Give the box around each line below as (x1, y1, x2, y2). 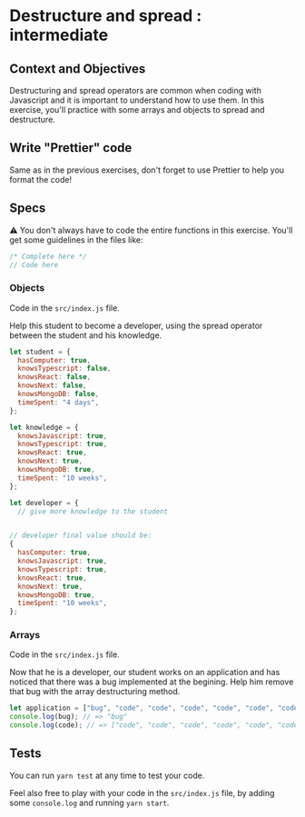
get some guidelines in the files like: (9, 234, 143, 245)
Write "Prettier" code (9, 140, 133, 155)
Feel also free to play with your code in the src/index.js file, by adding (9, 787, 275, 798)
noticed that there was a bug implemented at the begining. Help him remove (9, 676, 294, 687)
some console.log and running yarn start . (9, 797, 170, 808)
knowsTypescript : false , (17, 364, 112, 374)
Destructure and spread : (9, 5, 202, 26)
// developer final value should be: (9, 531, 152, 541)
